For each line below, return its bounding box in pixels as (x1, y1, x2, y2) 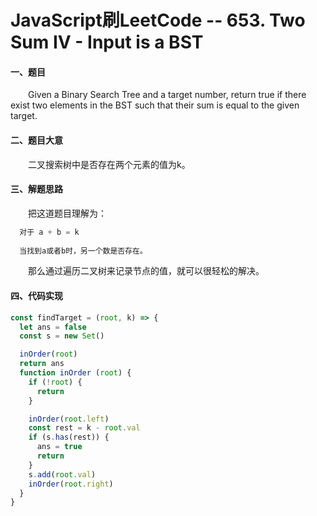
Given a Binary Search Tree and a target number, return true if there (28, 89, 307, 101)
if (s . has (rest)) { (28, 432, 110, 443)
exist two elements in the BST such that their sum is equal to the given (10, 99, 300, 111)
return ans (19, 359, 65, 369)
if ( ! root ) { (28, 377, 83, 387)
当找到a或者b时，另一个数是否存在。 (19, 246, 148, 256)
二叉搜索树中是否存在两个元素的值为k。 (28, 158, 191, 170)
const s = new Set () (19, 331, 105, 341)
